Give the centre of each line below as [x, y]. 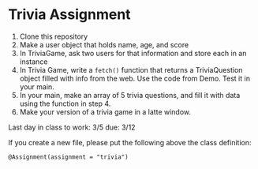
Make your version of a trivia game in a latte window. [105, 111]
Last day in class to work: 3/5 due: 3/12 [72, 127]
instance [34, 62]
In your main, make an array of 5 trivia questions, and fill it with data [130, 95]
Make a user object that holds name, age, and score [104, 44]
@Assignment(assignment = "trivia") [68, 157]
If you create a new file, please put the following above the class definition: [130, 142]
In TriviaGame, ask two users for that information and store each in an [133, 53]
